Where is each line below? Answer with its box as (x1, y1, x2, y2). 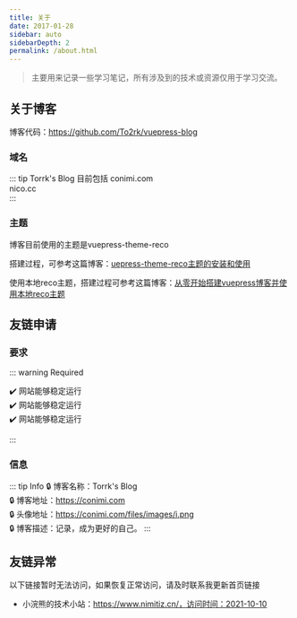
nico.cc (9, 183, 38, 194)
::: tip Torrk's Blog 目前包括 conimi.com (9, 173, 154, 184)
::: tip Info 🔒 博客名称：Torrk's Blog (9, 481, 138, 492)
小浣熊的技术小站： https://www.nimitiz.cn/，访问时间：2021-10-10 (21, 598, 267, 610)
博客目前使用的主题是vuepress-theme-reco (9, 239, 169, 249)
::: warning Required (9, 367, 84, 378)
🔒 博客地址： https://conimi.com (9, 494, 125, 505)
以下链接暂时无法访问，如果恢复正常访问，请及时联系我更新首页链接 (9, 579, 260, 590)
